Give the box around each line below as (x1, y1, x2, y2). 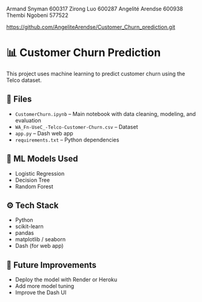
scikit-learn (15, 223, 44, 230)
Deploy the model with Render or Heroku (15, 276, 118, 283)
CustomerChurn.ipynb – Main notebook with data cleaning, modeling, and (15, 110, 196, 117)
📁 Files (6, 94, 32, 105)
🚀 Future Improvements (6, 259, 97, 270)
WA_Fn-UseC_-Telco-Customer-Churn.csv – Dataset (15, 123, 138, 130)
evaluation (15, 117, 41, 124)
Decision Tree (15, 176, 50, 184)
